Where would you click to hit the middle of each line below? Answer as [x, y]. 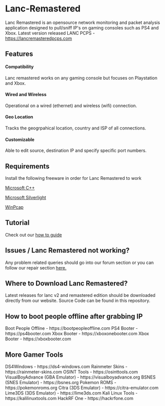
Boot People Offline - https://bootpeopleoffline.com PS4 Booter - [71, 328]
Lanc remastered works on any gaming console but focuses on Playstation [81, 78]
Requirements [27, 166]
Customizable [20, 139]
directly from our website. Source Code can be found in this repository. [78, 301]
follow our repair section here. [36, 268]
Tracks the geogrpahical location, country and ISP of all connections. [76, 128]
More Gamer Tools [34, 354]
